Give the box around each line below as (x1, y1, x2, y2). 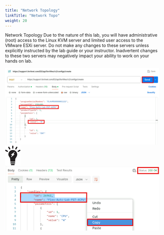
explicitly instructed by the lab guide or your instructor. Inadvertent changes (5, 48, 158, 54)
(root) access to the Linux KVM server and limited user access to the (5, 37, 143, 43)
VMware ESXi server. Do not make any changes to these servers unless (5, 43, 149, 48)
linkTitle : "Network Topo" (5, 13, 60, 18)
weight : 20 (5, 18, 27, 23)
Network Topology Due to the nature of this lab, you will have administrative (5, 32, 158, 38)
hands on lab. (5, 58, 33, 64)
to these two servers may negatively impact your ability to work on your (5, 53, 149, 59)
